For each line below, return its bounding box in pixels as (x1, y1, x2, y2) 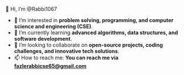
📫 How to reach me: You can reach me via (13, 54, 119, 61)
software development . (13, 35, 73, 42)
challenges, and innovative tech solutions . (13, 48, 120, 55)
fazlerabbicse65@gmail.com (13, 63, 87, 69)
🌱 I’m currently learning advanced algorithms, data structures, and (13, 29, 178, 36)
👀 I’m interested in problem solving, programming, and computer (13, 17, 174, 23)
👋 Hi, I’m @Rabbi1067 (5, 6, 57, 12)
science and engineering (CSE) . (13, 23, 93, 30)
